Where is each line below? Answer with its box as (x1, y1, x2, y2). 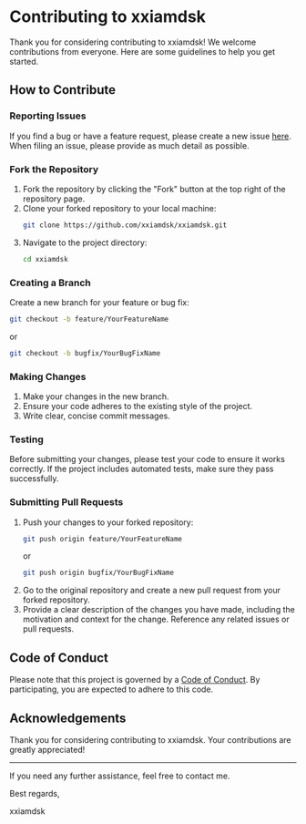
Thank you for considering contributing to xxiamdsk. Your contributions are (9, 734, 291, 745)
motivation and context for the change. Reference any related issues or (22, 613, 290, 625)
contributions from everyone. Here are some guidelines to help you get (9, 46, 276, 57)
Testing (9, 433, 44, 446)
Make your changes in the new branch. (22, 391, 170, 402)
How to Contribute (9, 82, 117, 98)
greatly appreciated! (9, 744, 86, 755)
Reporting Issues (9, 109, 87, 122)
